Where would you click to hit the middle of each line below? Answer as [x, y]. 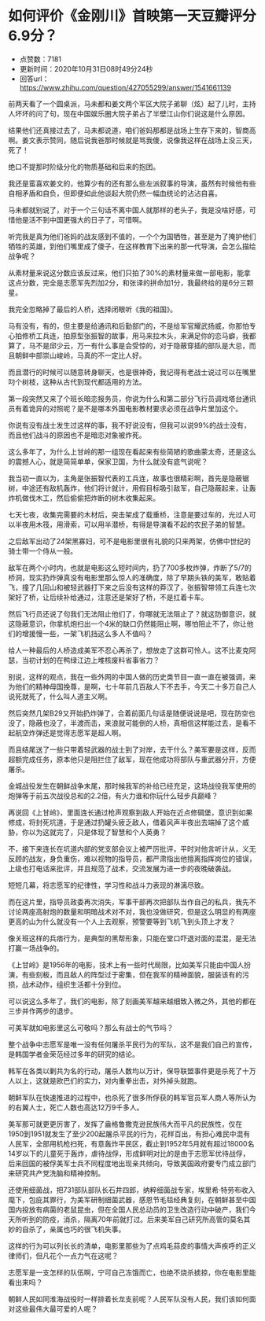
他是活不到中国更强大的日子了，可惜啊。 [80, 219]
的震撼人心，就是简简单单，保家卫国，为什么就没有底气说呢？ [108, 462]
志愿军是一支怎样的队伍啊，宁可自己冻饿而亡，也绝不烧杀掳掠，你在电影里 [129, 1272]
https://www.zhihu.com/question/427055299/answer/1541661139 [125, 87]
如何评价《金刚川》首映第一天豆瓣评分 [132, 16]
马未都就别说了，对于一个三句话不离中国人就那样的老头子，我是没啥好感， [129, 210]
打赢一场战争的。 [36, 948]
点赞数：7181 [40, 59]
